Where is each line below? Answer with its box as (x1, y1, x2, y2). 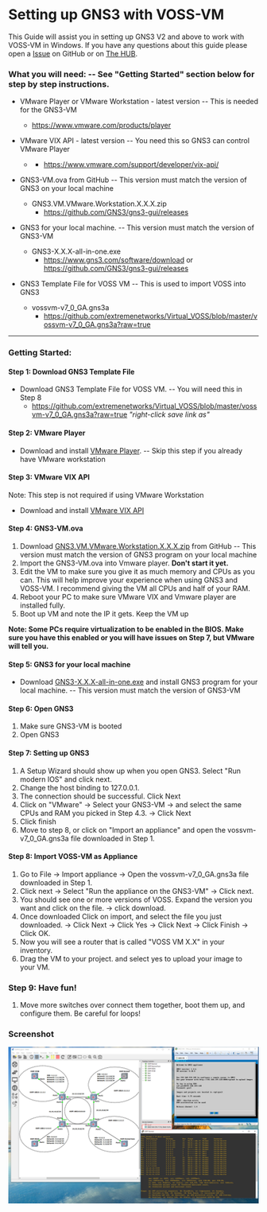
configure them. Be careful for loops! (19, 1008, 141, 1019)
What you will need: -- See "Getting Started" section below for (8, 68, 255, 80)
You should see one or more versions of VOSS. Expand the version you (19, 895, 253, 904)
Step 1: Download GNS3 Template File (8, 367, 135, 376)
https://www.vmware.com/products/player (31, 121, 172, 130)
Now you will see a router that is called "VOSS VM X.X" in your (19, 937, 225, 946)
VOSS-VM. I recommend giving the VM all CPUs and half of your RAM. (19, 583, 250, 593)
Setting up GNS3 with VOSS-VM (8, 6, 225, 24)
